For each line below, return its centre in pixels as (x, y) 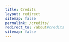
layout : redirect (23, 14)
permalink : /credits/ (27, 23)
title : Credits (21, 9)
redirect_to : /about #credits (35, 28)
